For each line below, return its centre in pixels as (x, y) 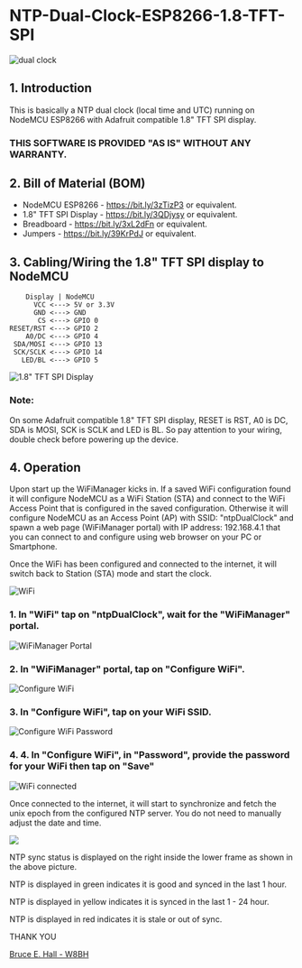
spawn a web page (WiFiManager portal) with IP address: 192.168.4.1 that (145, 528)
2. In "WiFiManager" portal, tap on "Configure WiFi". (127, 668)
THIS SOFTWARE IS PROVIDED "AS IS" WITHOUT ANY (130, 143)
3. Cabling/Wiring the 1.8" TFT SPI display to (137, 262)
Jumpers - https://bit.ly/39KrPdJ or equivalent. (109, 234)
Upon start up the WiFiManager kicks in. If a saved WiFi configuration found (150, 489)
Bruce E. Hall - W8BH (49, 954)
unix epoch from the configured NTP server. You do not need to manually (146, 813)
